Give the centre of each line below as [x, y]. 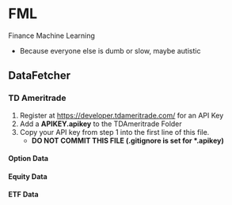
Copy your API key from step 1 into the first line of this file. [114, 132]
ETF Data [23, 195]
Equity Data [28, 176]
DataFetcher [40, 76]
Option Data [29, 158]
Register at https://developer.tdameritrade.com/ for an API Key [122, 115]
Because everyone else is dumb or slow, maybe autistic [110, 50]
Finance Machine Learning [51, 35]
